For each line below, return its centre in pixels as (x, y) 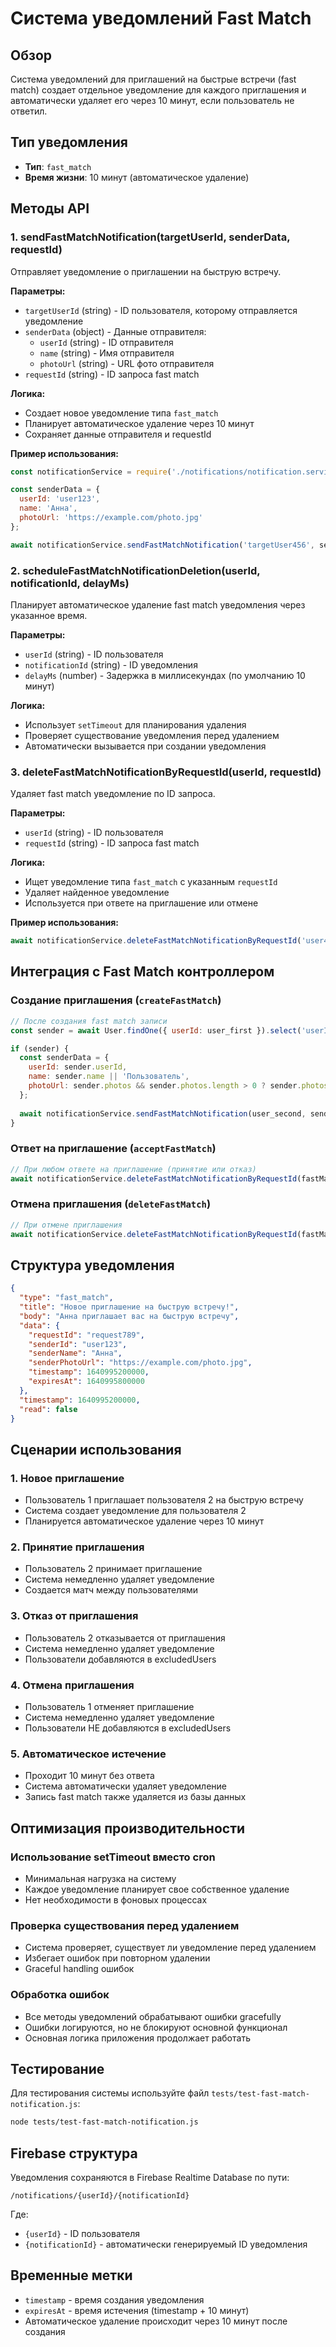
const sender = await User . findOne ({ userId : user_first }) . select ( (156, 1030)
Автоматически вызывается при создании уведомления (145, 746)
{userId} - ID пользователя (82, 2234)
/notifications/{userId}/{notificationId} (100, 2196)
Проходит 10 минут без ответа (89, 1776)
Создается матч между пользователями (111, 1590)
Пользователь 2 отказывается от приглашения (125, 1638)
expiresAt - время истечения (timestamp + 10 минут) (137, 2310)
